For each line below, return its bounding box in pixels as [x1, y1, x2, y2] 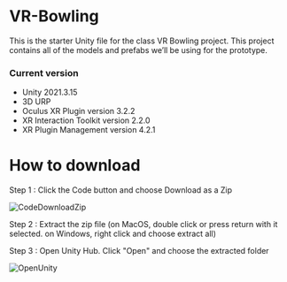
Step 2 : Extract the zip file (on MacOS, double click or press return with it [9, 219, 278, 230]
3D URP [21, 96, 51, 107]
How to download [9, 156, 141, 176]
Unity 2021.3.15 [21, 87, 78, 98]
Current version [9, 66, 79, 79]
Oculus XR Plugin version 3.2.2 [21, 106, 136, 117]
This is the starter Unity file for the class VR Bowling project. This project [9, 35, 275, 46]
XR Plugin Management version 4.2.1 [21, 125, 156, 135]
